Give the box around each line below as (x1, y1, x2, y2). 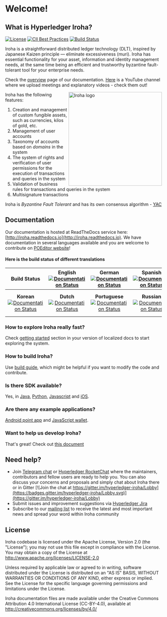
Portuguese (95, 293, 124, 300)
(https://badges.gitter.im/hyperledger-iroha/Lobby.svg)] (12, 490, 127, 496)
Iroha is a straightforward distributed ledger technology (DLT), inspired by (5, 46, 156, 51)
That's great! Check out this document (5, 441, 84, 447)
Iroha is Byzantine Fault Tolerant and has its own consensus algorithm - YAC (5, 201, 162, 207)
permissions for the (12, 165, 53, 171)
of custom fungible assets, (12, 112, 67, 118)
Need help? (5, 455, 41, 464)
